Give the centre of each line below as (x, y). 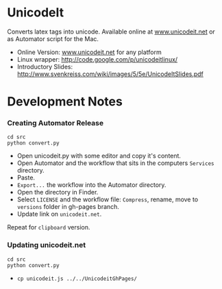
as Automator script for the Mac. (53, 38)
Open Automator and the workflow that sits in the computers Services (115, 163)
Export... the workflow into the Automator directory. (91, 185)
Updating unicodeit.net (47, 245)
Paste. (26, 178)
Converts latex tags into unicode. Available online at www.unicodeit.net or (111, 32)
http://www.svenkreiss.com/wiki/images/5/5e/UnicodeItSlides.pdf (110, 74)
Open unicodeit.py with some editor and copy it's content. (99, 156)
